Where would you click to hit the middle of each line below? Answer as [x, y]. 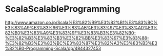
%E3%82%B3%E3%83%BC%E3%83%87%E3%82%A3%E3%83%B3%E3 [81, 43]
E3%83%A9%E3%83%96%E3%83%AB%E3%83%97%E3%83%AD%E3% [81, 27]
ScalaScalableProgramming [63, 9]
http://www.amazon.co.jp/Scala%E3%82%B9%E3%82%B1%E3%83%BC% [81, 22]
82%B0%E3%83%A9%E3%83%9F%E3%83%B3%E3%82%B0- [71, 33]
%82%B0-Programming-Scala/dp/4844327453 [53, 48]
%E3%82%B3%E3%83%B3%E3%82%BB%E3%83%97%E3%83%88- [77, 38]
